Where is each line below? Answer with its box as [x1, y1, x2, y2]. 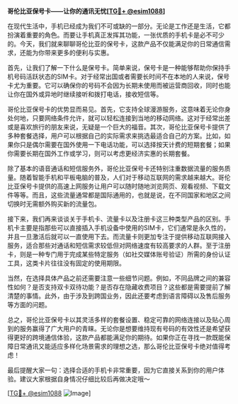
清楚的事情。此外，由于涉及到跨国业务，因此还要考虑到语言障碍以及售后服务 [7, 292, 231, 300]
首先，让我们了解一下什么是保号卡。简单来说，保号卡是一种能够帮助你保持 [7, 64, 225, 71]
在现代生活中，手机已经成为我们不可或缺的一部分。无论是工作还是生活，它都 [7, 22, 231, 30]
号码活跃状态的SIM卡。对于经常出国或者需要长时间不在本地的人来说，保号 [13, 72, 230, 81]
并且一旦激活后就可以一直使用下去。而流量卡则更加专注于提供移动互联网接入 [7, 233, 231, 241]
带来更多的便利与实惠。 [44, 49, 113, 57]
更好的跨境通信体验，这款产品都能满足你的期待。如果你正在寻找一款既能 [13, 333, 225, 342]
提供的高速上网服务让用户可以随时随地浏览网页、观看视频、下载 [38, 182, 225, 190]
